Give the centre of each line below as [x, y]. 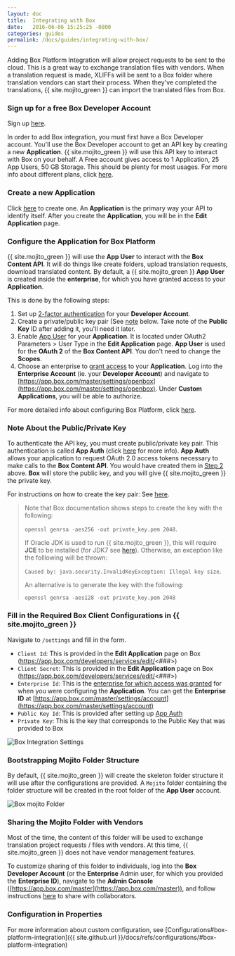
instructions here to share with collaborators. [72, 896]
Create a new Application [51, 193]
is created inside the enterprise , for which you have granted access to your [116, 279]
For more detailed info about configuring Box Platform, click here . [102, 410]
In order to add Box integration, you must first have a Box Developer [105, 137]
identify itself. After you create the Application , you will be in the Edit [107, 215]
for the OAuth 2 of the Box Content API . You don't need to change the [119, 351]
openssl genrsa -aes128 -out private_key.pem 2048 [100, 598]
